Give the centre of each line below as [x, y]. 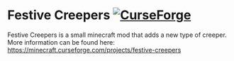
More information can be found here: [61, 42]
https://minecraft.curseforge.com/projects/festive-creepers [94, 50]
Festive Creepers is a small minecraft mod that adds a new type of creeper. [117, 35]
